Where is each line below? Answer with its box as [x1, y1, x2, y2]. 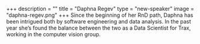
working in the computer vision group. [6, 31, 101, 38]
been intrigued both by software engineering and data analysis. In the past [6, 18, 192, 25]
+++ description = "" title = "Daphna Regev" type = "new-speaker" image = [6, 5, 195, 12]
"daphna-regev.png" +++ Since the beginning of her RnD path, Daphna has [6, 11, 194, 19]
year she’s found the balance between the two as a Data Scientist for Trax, [6, 24, 191, 31]
